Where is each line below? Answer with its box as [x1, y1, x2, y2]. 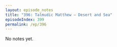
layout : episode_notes [5, 7, 53, 13]
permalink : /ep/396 [5, 21, 47, 27]
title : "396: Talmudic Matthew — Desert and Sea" [5, 12, 113, 17]
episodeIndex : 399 [5, 17, 44, 22]
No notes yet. [5, 36, 34, 42]
